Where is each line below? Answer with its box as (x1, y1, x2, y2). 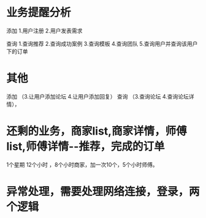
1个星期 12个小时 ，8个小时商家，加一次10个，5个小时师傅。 (6, 160, 158, 168)
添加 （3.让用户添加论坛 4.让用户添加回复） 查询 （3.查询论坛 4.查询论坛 (6, 92, 189, 100)
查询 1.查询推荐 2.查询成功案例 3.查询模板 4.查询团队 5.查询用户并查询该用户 (6, 40, 198, 47)
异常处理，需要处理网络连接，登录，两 (6, 185, 200, 198)
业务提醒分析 (6, 6, 72, 20)
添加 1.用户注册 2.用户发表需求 (6, 27, 83, 34)
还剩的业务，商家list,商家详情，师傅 (6, 124, 187, 138)
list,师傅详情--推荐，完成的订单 (6, 140, 165, 154)
